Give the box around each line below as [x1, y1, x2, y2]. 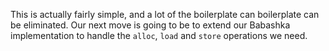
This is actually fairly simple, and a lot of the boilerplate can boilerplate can [10, 9, 320, 20]
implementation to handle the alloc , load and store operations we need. [10, 30, 308, 41]
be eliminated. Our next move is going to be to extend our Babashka [10, 19, 291, 31]
